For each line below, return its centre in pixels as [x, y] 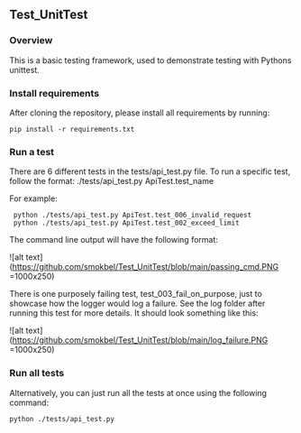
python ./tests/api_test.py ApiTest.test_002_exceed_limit [127, 223]
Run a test [32, 152]
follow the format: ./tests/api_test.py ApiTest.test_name [112, 181]
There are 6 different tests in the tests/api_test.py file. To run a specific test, [150, 171]
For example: [34, 198]
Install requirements [55, 93]
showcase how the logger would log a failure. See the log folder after [137, 304]
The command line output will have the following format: [114, 240]
